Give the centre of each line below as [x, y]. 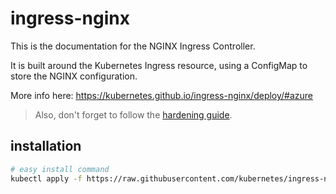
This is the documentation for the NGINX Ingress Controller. [133, 46]
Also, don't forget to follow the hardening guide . [133, 114]
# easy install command [60, 169]
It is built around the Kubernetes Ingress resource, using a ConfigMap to [159, 65]
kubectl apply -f [46, 178]
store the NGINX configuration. [74, 76]
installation [46, 146]
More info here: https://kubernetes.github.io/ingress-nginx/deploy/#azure [162, 95]
